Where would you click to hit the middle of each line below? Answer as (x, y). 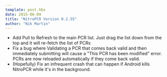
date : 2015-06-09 (23, 14)
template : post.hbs (25, 10)
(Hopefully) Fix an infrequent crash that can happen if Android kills (81, 64)
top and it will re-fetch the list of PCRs (51, 43)
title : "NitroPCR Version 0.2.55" (41, 19)
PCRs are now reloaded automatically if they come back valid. (76, 59)
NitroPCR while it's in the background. (51, 70)
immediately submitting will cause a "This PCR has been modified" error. (87, 54)
